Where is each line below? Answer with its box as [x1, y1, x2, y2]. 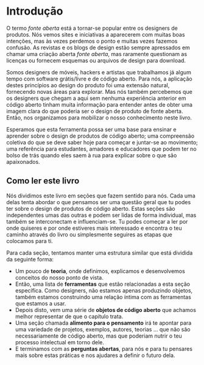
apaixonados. [6, 158, 41, 165]
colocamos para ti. [6, 237, 53, 244]
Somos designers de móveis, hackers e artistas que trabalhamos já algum [6, 68, 192, 76]
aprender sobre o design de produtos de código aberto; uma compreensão [6, 132, 195, 140]
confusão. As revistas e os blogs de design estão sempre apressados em [6, 44, 191, 51]
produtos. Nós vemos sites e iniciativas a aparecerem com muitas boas [6, 30, 185, 38]
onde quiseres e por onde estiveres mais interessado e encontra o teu [6, 224, 182, 232]
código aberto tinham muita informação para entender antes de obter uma [6, 101, 193, 108]
